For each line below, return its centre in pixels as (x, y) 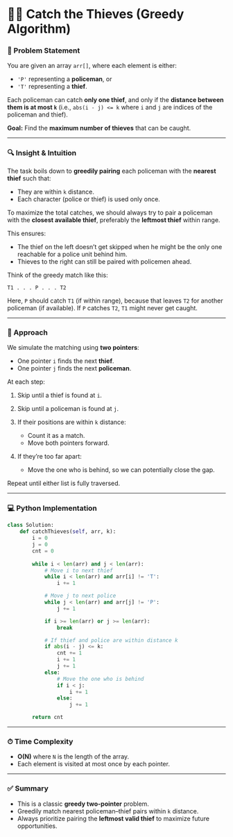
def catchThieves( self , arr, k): (68, 532)
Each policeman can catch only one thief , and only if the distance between (115, 100)
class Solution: (31, 525)
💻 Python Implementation (52, 508)
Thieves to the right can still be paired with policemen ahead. (104, 261)
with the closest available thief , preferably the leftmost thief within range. (114, 220)
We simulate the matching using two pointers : (74, 348)
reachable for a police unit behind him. (72, 254)
